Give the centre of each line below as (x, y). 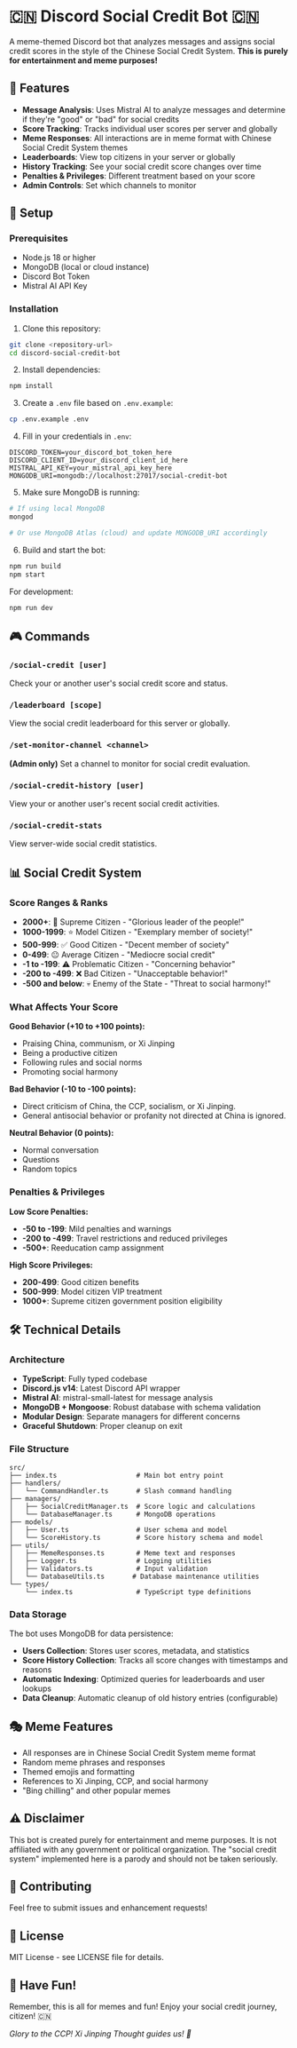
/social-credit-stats (56, 825)
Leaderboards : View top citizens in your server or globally (129, 156)
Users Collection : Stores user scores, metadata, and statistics (136, 1650)
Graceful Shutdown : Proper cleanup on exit (102, 1426)
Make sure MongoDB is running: (81, 492)
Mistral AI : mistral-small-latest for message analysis (117, 1398)
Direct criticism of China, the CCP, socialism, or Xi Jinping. (129, 1107)
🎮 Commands (50, 636)
